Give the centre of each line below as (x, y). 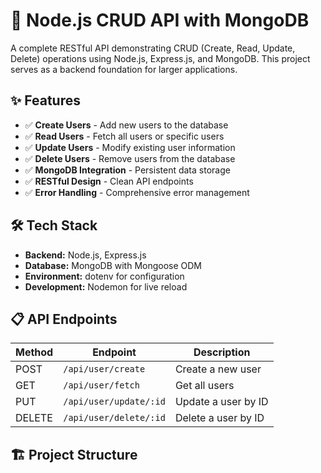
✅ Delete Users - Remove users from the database (130, 158)
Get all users (204, 386)
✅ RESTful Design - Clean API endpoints (109, 181)
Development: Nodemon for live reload (106, 286)
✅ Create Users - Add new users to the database (126, 125)
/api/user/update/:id (114, 402)
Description (222, 352)
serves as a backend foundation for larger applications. (124, 69)
